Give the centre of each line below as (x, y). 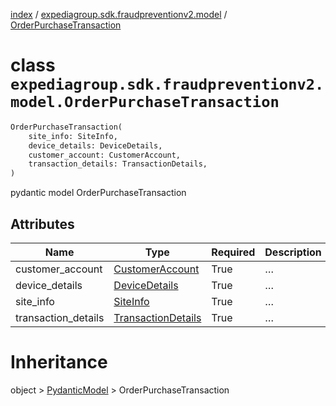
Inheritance (59, 362)
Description (293, 252)
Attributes (42, 224)
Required (233, 252)
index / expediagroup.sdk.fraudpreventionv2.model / (119, 14)
